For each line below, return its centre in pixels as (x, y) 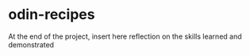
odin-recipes (52, 15)
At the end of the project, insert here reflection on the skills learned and (125, 36)
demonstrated (31, 44)
